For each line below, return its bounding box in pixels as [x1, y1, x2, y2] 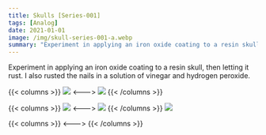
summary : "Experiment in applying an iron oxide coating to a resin [8, 41, 239, 49]
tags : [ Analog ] [8, 19, 59, 27]
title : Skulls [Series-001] [8, 11, 101, 20]
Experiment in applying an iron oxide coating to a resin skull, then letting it [8, 62, 249, 72]
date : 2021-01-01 [8, 26, 66, 34]
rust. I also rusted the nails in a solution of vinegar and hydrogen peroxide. [8, 71, 251, 81]
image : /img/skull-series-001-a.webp [8, 33, 133, 42]
